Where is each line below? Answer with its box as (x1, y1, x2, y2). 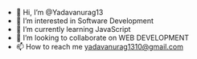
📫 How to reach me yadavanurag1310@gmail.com (15, 42, 183, 51)
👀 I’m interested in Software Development (15, 16, 154, 26)
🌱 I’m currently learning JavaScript (15, 25, 131, 33)
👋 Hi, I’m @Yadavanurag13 (15, 8, 104, 17)
